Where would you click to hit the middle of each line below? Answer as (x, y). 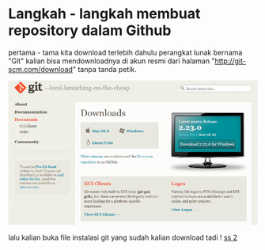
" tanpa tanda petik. (104, 69)
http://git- (231, 61)
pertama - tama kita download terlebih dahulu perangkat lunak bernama (125, 52)
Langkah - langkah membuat (104, 14)
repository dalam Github (90, 30)
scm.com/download (41, 69)
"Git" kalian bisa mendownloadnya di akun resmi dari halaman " (112, 61)
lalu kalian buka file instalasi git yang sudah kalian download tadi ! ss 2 (123, 237)
